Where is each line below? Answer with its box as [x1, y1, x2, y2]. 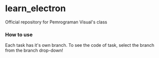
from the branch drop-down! [5, 47, 63, 54]
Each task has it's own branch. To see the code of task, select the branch [5, 42, 155, 48]
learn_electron [5, 3, 66, 14]
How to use [5, 31, 33, 38]
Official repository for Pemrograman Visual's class [5, 19, 108, 25]
